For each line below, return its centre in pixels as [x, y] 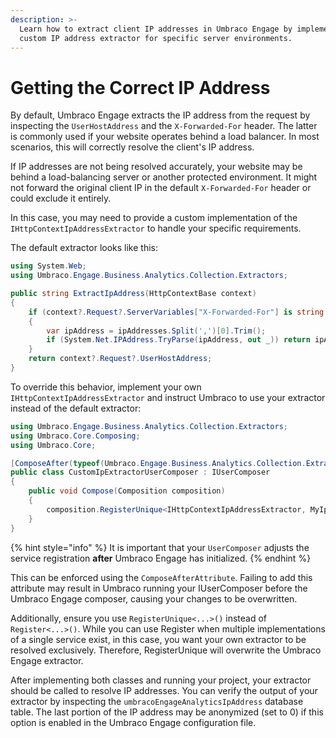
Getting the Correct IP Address [140, 87]
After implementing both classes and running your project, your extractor [161, 680]
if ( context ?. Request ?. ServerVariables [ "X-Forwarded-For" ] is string [176, 312]
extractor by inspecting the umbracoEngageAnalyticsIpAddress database [157, 701]
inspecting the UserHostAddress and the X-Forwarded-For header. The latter [164, 126]
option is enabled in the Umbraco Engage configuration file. [133, 722]
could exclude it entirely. [61, 198]
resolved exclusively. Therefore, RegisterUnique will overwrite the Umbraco [166, 650]
